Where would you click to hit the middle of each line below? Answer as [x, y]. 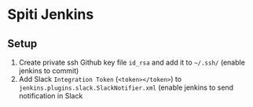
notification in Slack [51, 96]
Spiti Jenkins [51, 15]
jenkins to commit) [49, 71]
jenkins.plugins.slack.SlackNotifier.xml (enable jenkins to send [126, 87]
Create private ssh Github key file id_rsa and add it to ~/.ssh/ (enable [132, 62]
